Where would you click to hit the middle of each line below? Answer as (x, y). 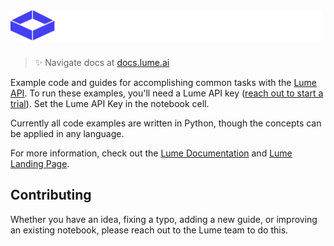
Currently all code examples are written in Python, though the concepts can (166, 123)
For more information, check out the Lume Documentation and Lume (151, 153)
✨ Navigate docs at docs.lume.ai (102, 62)
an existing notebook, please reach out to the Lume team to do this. (149, 230)
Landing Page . (40, 163)
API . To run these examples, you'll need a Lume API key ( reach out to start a (167, 93)
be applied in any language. (67, 133)
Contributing (51, 195)
